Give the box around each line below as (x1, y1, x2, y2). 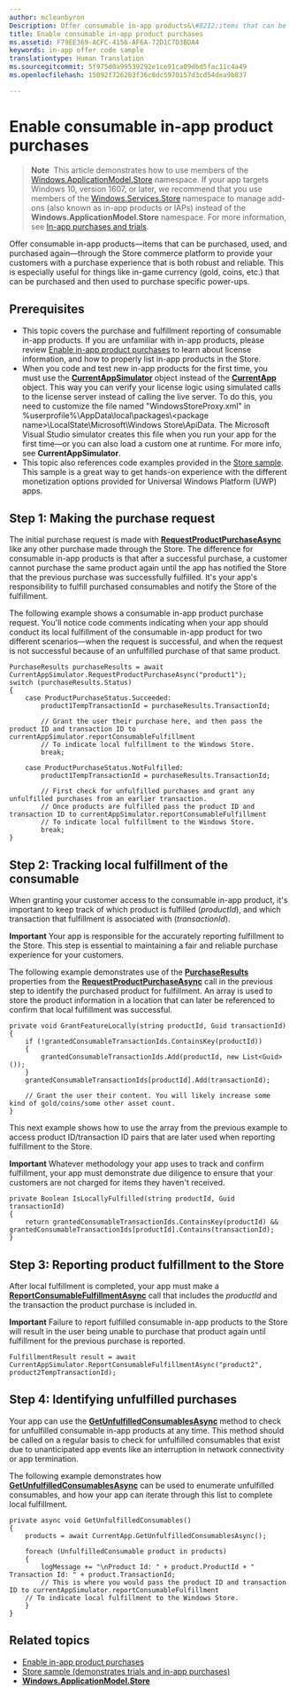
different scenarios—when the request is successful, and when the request (9, 636, 284, 647)
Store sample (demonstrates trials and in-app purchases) (21, 1666, 231, 1676)
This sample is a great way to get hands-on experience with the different (21, 466, 287, 477)
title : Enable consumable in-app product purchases (9, 29, 203, 38)
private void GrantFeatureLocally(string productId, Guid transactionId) (9, 1022, 287, 1030)
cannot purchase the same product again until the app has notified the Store (9, 563, 287, 573)
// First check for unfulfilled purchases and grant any (41, 787, 255, 796)
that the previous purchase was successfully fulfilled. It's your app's (9, 572, 258, 583)
